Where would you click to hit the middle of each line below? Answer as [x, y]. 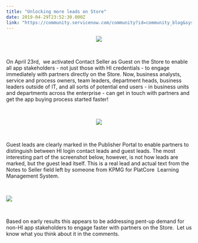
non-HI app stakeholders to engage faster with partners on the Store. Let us [99, 228]
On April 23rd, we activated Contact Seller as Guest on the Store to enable [97, 62]
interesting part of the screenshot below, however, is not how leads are [92, 157]
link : [13, 22]
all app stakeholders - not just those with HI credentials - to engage [88, 68]
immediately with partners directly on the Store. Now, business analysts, [94, 74]
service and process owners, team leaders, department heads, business [94, 81]
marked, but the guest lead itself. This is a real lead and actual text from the [98, 163]
